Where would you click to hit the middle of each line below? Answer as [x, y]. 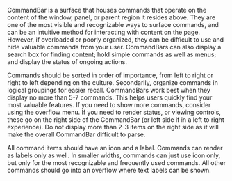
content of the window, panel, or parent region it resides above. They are [111, 17]
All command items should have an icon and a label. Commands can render [115, 148]
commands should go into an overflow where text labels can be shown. [109, 170]
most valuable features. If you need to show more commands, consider [109, 105]
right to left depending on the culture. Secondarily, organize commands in [113, 82]
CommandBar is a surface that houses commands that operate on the [107, 10]
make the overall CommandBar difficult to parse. [76, 134]
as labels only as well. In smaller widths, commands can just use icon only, [114, 155]
